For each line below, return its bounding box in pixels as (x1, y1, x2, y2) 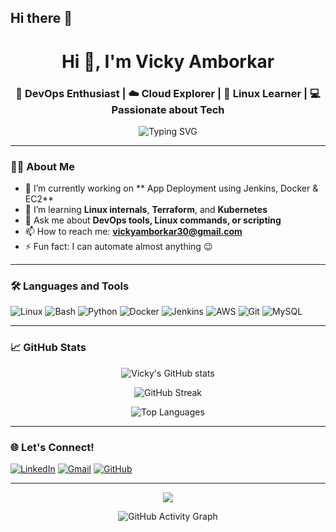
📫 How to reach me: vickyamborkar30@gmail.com (24, 226, 243, 238)
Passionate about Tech (111, 102, 225, 116)
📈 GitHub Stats (10, 341, 87, 355)
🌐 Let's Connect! (10, 440, 95, 454)
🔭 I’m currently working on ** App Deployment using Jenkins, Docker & (24, 182, 319, 195)
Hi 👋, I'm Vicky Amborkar (61, 50, 275, 73)
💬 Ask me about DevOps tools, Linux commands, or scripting (24, 214, 282, 226)
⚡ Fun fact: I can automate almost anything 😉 (24, 241, 213, 253)
